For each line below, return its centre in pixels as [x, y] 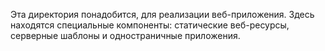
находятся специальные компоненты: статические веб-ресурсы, [150, 25]
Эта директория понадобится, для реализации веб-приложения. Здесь [162, 14]
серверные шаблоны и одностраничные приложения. [125, 35]
